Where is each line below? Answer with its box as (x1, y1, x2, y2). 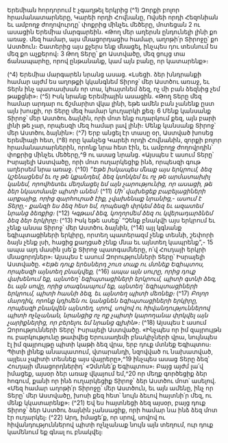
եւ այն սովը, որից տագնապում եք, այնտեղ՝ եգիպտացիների (7, 282, 198, 290)
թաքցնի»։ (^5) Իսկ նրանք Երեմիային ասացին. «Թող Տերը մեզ (7, 92, 202, 100)
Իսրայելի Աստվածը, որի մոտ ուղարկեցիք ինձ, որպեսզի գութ (7, 158, 201, 166)
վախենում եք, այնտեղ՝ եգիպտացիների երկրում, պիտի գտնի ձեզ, (7, 275, 217, 282)
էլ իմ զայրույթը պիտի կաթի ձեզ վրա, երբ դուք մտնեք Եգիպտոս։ (7, 340, 212, 348)
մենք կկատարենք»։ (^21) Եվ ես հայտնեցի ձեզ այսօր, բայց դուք (7, 398, 206, 407)
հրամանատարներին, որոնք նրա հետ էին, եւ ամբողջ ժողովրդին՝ (7, 144, 214, 151)
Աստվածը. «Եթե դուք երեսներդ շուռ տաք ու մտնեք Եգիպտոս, (7, 260, 204, 268)
